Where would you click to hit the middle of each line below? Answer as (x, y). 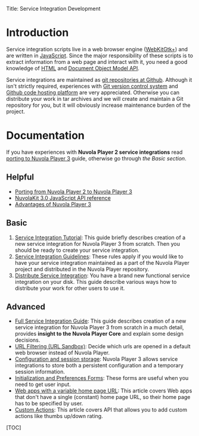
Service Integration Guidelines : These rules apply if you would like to (99, 256)
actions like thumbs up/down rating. (59, 416)
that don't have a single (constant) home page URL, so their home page (102, 397)
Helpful (20, 177)
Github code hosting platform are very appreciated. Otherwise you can (93, 92)
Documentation (46, 136)
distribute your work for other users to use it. (70, 288)
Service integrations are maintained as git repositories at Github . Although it (99, 79)
